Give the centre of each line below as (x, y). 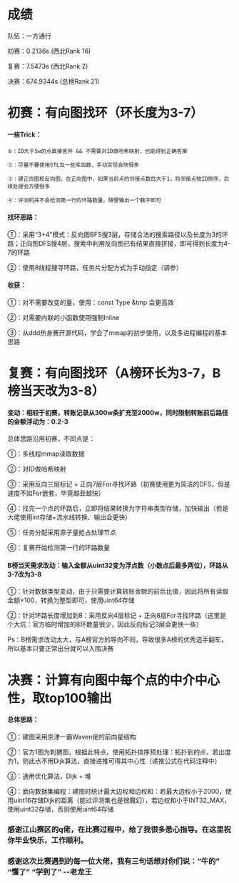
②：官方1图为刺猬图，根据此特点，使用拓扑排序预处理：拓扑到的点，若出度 (119, 752)
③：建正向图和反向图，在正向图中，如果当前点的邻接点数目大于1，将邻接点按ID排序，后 (118, 179)
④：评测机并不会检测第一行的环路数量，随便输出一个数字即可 (85, 201)
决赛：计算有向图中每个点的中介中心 (114, 680)
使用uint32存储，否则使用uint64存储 (61, 809)
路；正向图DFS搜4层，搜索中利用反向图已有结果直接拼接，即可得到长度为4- (119, 243)
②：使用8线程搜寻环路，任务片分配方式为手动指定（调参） (95, 267)
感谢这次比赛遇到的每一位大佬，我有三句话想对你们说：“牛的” (113, 861)
